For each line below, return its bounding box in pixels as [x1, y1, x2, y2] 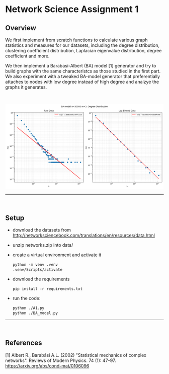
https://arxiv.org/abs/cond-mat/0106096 [5, 362, 90, 368]
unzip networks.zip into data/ [12, 242, 73, 248]
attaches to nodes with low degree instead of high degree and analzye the [5, 79, 159, 85]
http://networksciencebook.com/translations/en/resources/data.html [12, 233, 155, 238]
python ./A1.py [12, 306, 45, 311]
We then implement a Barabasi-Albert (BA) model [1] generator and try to [5, 63, 156, 68]
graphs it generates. [5, 84, 47, 90]
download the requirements [12, 276, 70, 282]
